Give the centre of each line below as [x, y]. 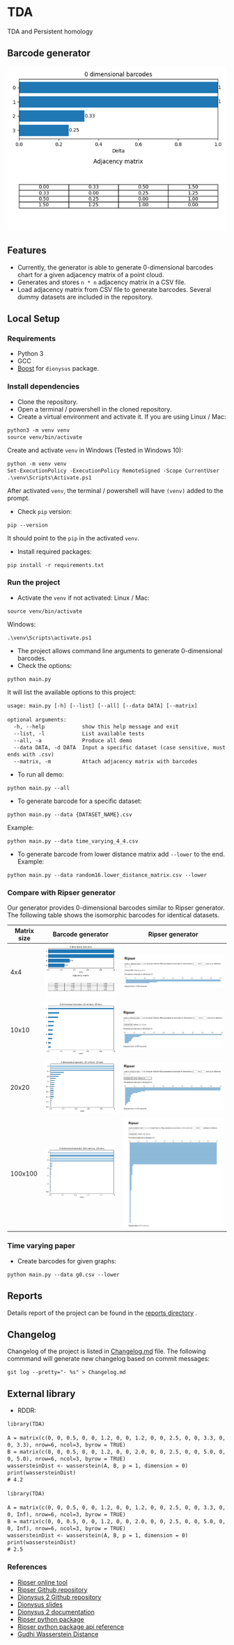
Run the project [34, 582]
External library [41, 1394]
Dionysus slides [40, 1604]
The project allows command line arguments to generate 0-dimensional [120, 650]
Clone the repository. [47, 402]
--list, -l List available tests [79, 733]
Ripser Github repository [53, 1589]
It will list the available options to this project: [72, 692]
